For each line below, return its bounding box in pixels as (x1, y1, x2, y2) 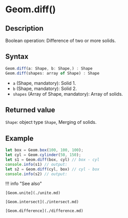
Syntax (5, 52, 29, 61)
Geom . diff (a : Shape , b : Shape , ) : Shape (5, 66, 93, 71)
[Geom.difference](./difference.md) (5, 208, 83, 213)
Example (5, 134, 34, 143)
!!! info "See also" (5, 181, 42, 187)
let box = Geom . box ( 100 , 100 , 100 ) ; (5, 147, 83, 153)
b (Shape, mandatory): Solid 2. (12, 85, 77, 92)
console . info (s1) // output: (5, 162, 68, 167)
